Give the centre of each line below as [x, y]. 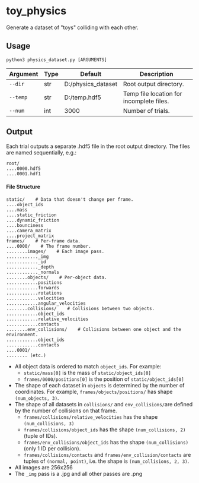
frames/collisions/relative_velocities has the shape [91, 416]
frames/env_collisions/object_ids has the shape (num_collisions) [106, 442]
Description [156, 74]
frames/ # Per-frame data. [44, 241]
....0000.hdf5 [24, 168]
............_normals [33, 272]
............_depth [30, 267]
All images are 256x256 [44, 467]
